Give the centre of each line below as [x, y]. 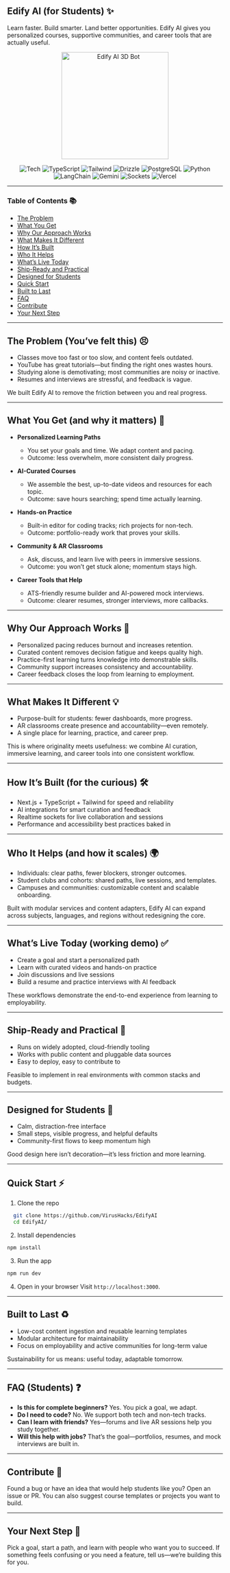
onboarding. [34, 895]
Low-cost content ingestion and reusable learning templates [102, 1331]
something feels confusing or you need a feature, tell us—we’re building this [114, 1554]
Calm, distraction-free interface [61, 1127]
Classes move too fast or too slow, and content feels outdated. [105, 357]
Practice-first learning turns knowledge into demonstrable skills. [107, 659]
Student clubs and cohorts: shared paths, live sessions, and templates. [117, 880]
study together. [38, 1430]
